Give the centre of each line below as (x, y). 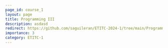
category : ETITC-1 (24, 38)
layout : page (19, 14)
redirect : (15, 28)
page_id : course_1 (24, 10)
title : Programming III (30, 19)
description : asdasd (27, 24)
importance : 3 (20, 33)
